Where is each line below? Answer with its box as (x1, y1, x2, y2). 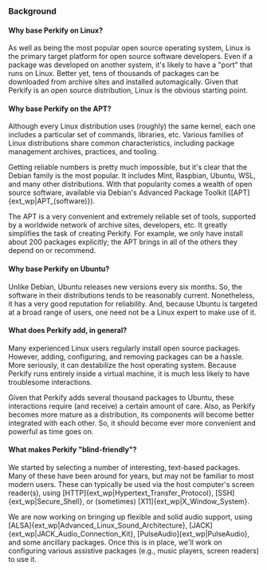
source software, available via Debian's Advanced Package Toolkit (8, 188, 227, 197)
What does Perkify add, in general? (8, 326, 128, 335)
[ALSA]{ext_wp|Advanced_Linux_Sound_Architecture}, (8, 521, 188, 530)
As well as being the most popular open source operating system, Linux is (8, 43, 251, 53)
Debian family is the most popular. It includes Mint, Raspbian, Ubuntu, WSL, (8, 171, 257, 180)
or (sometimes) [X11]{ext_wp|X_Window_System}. (86, 497, 249, 506)
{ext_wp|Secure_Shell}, (8, 497, 85, 506)
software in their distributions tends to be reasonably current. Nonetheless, (8, 290, 255, 300)
